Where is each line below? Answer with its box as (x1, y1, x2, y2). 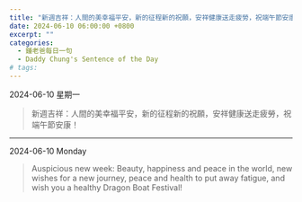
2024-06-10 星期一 (9, 89, 81, 100)
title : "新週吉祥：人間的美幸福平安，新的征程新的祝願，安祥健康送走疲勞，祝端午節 (9, 13, 283, 22)
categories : (9, 38, 54, 48)
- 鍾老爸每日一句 (17, 47, 73, 56)
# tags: (9, 64, 39, 73)
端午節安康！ (31, 119, 79, 130)
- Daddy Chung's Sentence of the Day (17, 55, 159, 64)
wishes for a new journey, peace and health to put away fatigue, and (31, 172, 286, 183)
